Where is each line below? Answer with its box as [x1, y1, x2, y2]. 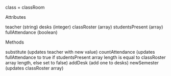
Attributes [5, 14, 27, 20]
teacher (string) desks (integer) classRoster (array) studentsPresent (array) [5, 24, 163, 30]
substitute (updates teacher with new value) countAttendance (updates [5, 49, 155, 55]
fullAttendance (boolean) [5, 29, 58, 35]
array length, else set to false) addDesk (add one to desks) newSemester [5, 60, 159, 65]
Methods [5, 39, 25, 45]
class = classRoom [5, 5, 45, 10]
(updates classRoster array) [5, 65, 64, 71]
